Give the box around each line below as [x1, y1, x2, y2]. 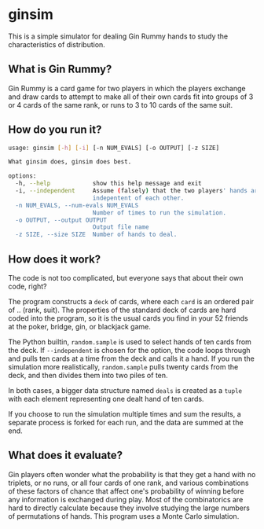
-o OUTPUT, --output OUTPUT [15, 216, 108, 224]
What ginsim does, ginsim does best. [8, 158, 132, 166]
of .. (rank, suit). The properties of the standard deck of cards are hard [8, 305, 236, 314]
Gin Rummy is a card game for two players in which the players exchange [8, 83, 246, 93]
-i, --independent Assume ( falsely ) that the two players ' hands [15, 187, 247, 195]
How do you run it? [8, 123, 102, 137]
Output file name [92, 223, 149, 231]
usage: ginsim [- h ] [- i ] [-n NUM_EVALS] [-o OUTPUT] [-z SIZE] [8, 144, 220, 152]
